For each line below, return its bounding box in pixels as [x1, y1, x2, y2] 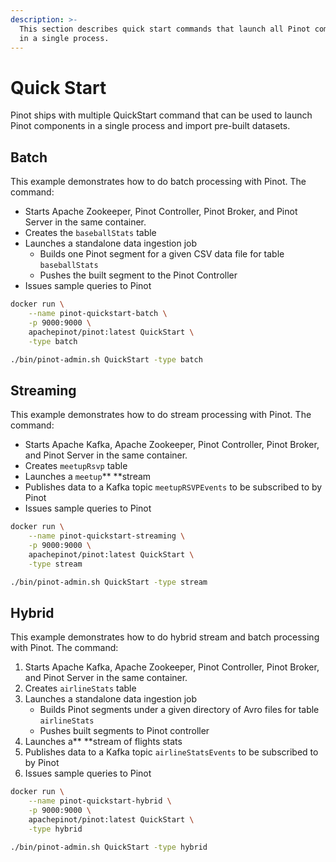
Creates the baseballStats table [24, 227, 157, 239]
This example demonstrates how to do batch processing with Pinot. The [10, 176, 307, 188]
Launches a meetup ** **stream [24, 471, 152, 483]
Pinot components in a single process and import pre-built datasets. [10, 120, 291, 132]
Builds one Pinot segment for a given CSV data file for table [39, 248, 285, 260]
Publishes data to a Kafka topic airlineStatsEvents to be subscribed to [24, 746, 319, 758]
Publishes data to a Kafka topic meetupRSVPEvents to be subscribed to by [24, 481, 323, 493]
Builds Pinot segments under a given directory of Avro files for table [39, 704, 320, 716]
